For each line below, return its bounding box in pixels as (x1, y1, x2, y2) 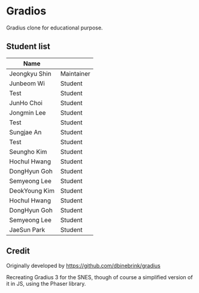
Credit (6, 246, 30, 256)
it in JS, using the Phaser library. (6, 280, 86, 287)
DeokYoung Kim (9, 186, 55, 195)
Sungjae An (9, 128, 42, 136)
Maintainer (60, 69, 91, 77)
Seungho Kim (9, 147, 47, 156)
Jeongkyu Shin (9, 69, 52, 77)
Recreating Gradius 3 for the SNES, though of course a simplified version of (6, 273, 193, 280)
